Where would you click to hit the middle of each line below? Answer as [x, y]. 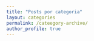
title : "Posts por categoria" [45, 12]
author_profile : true [34, 29]
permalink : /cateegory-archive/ [47, 23]
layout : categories [31, 17]
